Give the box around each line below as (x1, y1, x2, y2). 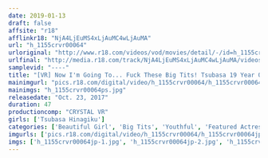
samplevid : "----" (8, 64, 69, 72)
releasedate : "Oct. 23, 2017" (8, 93, 109, 101)
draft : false (8, 19, 52, 27)
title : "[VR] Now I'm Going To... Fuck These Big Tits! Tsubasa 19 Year (8, 71, 255, 79)
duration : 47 (8, 101, 52, 109)
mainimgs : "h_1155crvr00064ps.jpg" (8, 85, 127, 94)
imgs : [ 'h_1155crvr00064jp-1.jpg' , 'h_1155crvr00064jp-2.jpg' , (8, 137, 223, 146)
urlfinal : (8, 57, 41, 65)
